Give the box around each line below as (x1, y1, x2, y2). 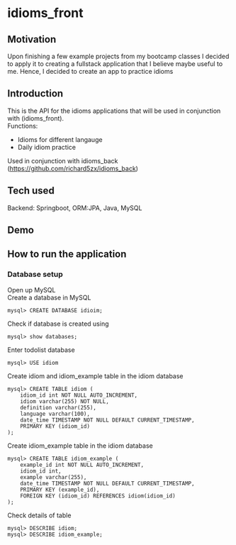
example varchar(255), (20, 473, 87, 480)
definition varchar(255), (20, 404, 97, 411)
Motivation (7, 33, 57, 45)
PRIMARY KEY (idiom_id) (20, 422, 91, 430)
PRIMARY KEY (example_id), (20, 486, 100, 493)
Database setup (7, 270, 64, 280)
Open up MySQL (7, 285, 56, 294)
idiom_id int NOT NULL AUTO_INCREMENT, (20, 392, 138, 399)
